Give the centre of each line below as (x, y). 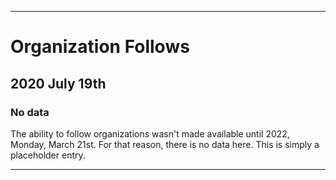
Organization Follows (100, 47)
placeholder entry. (48, 155)
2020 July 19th (58, 83)
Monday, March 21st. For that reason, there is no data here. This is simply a (165, 144)
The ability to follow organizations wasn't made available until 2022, (150, 133)
